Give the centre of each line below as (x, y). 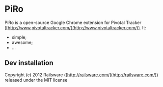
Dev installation (29, 63)
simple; (19, 37)
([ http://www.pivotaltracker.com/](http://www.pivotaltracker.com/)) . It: (76, 27)
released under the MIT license (36, 80)
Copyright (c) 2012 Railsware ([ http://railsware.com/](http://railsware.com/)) (81, 75)
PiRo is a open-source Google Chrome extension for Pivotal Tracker (73, 22)
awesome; (22, 42)
